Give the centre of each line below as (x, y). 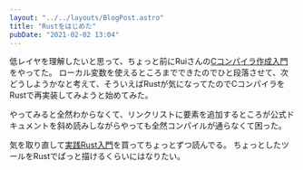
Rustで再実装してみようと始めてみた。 (81, 95)
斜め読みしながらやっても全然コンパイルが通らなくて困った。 (172, 126)
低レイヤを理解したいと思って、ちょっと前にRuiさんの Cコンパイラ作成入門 (149, 61)
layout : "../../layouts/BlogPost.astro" (87, 18)
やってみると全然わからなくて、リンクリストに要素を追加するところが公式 (148, 115)
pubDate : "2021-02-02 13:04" (64, 34)
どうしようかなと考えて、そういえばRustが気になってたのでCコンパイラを (147, 84)
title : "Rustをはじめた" (53, 26)
